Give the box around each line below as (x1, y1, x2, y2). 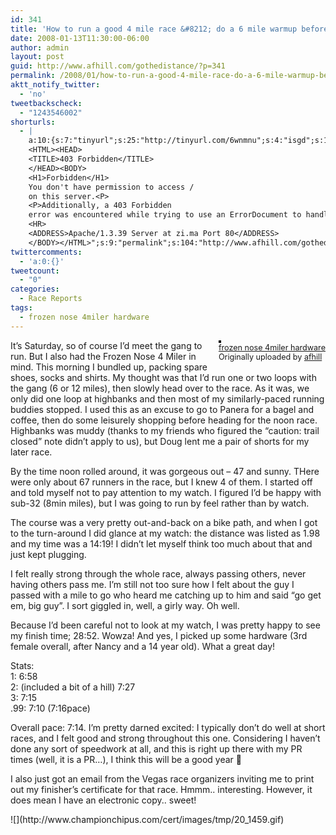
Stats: (10, 659, 35, 671)
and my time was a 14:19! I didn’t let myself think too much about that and (10, 537, 313, 550)
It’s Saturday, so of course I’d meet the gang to (10, 339, 203, 351)
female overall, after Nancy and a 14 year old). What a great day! (10, 640, 276, 652)
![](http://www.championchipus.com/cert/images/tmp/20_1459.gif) (10, 813, 285, 825)
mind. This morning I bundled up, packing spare (10, 361, 208, 373)
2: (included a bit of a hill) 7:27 (10, 681, 136, 693)
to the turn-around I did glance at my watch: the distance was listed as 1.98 (10, 527, 321, 539)
